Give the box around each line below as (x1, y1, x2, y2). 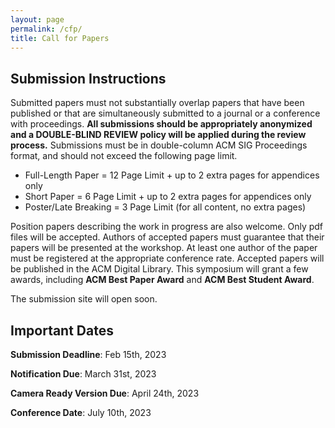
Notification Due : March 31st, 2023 (10, 368, 157, 380)
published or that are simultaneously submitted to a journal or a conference (10, 107, 321, 120)
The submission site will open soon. (10, 293, 158, 305)
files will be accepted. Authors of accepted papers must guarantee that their (10, 231, 325, 243)
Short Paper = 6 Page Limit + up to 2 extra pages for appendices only (24, 191, 312, 203)
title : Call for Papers (10, 33, 110, 43)
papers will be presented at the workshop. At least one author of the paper (10, 242, 318, 254)
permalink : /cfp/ (10, 24, 83, 34)
